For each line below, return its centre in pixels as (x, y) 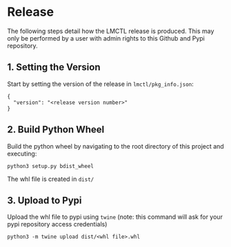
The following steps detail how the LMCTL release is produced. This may (111, 31)
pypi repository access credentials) (57, 224)
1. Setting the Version (54, 67)
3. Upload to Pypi (44, 200)
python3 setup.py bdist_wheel (51, 166)
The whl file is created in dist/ (51, 179)
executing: (22, 153)
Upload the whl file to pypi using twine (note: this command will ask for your (115, 217)
